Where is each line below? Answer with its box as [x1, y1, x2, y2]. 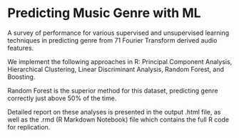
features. [7, 43, 34, 52]
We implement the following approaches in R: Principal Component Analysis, [7, 57, 233, 65]
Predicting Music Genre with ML [7, 5, 201, 21]
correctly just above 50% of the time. [7, 94, 117, 102]
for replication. [7, 122, 51, 131]
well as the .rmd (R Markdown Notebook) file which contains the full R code [7, 115, 230, 124]
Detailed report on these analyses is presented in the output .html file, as [7, 107, 221, 116]
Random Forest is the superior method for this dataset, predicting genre [7, 86, 218, 95]
